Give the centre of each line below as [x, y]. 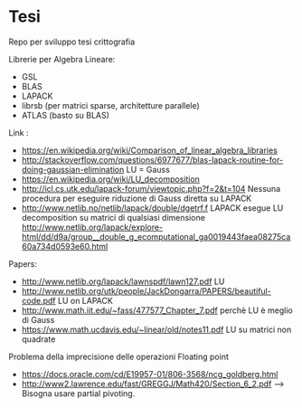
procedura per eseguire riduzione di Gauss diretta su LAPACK [137, 198]
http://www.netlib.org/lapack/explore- [92, 227]
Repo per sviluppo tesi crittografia [72, 42]
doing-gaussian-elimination [73, 169]
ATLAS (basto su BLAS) [66, 115]
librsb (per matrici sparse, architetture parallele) [110, 105]
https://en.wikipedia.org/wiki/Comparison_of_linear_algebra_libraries [149, 150]
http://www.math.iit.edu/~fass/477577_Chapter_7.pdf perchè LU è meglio [157, 310]
